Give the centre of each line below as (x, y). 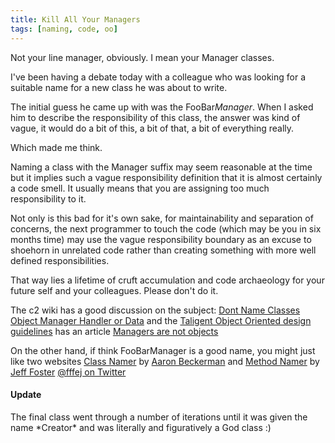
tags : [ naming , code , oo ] (64, 29)
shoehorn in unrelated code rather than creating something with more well (163, 250)
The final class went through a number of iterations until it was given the (159, 417)
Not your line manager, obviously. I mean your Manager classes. (142, 57)
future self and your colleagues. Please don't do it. (114, 290)
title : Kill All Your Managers (75, 19)
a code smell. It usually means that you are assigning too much (140, 188)
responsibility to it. (48, 198)
